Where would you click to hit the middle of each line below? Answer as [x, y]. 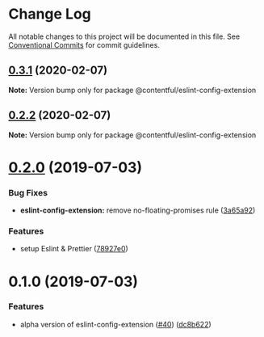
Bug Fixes [28, 192]
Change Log [50, 14]
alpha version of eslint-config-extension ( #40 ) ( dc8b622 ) [115, 324]
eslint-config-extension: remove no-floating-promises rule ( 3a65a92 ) [138, 210]
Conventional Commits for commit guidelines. [84, 44]
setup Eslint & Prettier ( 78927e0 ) [74, 249]
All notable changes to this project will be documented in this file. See [124, 36]
